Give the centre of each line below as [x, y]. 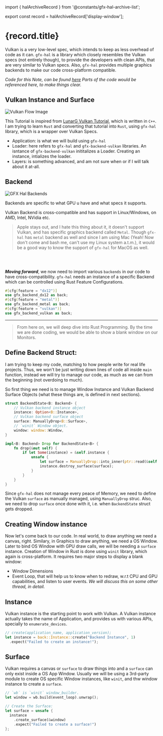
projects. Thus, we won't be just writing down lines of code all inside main [78, 369]
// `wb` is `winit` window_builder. [42, 693]
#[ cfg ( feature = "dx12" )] [31, 291]
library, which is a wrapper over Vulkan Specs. [51, 131]
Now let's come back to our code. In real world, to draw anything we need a [81, 536]
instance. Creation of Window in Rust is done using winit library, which [76, 552]
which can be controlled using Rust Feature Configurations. [64, 282]
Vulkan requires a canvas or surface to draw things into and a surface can [79, 669]
